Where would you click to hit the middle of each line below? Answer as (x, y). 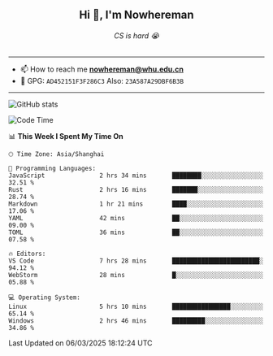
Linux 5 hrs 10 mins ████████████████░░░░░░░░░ (136, 306)
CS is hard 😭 (136, 35)
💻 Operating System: (45, 297)
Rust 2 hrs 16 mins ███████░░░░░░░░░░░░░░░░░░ (136, 189)
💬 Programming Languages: (52, 168)
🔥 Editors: (27, 254)
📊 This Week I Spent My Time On (66, 136)
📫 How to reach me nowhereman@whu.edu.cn (102, 69)
